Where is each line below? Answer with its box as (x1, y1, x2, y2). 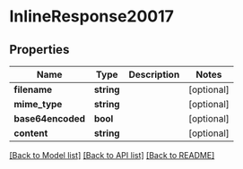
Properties (9, 42, 70, 57)
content (13, 127, 48, 139)
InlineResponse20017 (9, 6, 175, 27)
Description (128, 69, 180, 80)
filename (13, 83, 53, 96)
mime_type (13, 98, 63, 110)
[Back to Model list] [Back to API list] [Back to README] (9, 150, 215, 160)
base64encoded (13, 113, 86, 124)
